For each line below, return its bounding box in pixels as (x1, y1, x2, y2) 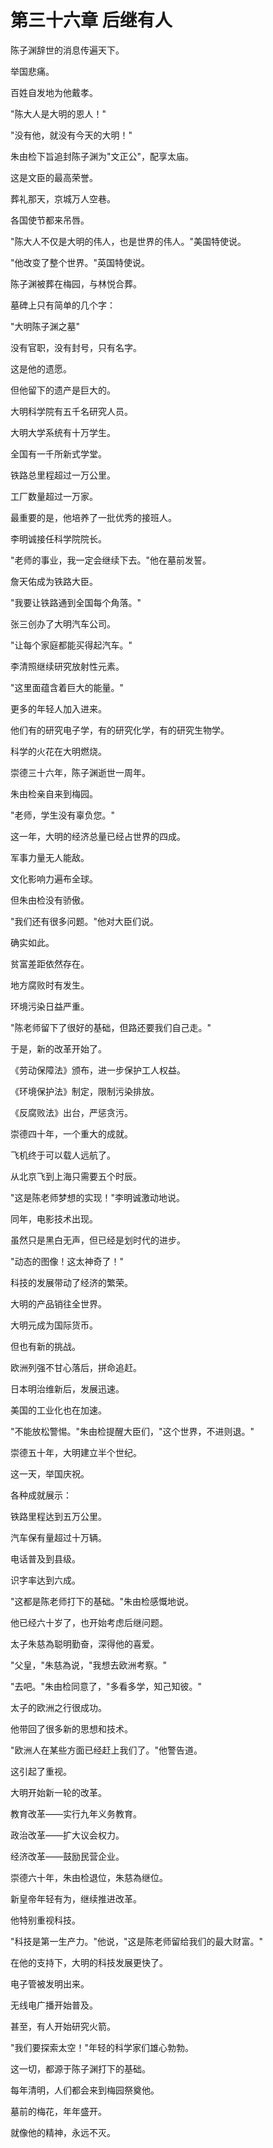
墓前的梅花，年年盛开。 (10, 2105, 107, 2117)
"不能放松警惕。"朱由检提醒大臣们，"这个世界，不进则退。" (10, 1425, 255, 1437)
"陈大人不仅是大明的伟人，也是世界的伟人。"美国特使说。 (10, 235, 247, 247)
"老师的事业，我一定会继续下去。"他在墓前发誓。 (10, 554, 212, 566)
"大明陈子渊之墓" (10, 320, 81, 332)
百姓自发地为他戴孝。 (10, 86, 98, 98)
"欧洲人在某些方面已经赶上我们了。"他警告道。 (10, 1744, 203, 1756)
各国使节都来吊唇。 (10, 214, 90, 226)
